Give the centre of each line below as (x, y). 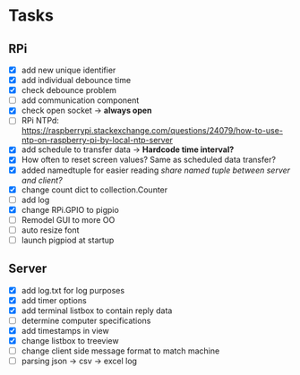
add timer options (54, 300)
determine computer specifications (86, 320)
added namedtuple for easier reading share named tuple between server (156, 170)
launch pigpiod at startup (68, 240)
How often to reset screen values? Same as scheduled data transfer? (149, 160)
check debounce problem (69, 90)
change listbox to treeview (70, 341)
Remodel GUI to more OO (68, 219)
